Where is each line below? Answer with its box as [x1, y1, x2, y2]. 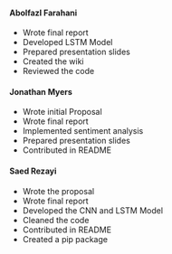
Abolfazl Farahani [9, 7, 78, 18]
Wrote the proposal [22, 185, 95, 196]
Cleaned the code [22, 214, 90, 225]
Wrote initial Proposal [22, 107, 102, 118]
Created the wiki [22, 56, 84, 67]
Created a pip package [22, 233, 109, 244]
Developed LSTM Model [22, 37, 113, 48]
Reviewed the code [22, 66, 95, 77]
